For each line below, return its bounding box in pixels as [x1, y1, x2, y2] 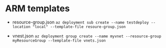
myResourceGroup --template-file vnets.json [12, 38, 106, 43]
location [12, 24, 31, 29]
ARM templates [5, 3, 70, 14]
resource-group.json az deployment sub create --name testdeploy [12, 19, 149, 25]
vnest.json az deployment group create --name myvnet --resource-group [12, 33, 162, 39]
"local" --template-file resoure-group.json [32, 24, 126, 29]
